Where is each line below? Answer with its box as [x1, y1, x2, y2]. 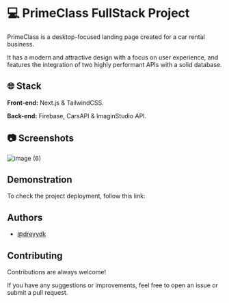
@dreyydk [16, 230, 46, 238]
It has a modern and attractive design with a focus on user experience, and [7, 53, 219, 62]
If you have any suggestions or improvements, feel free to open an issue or [7, 281, 219, 289]
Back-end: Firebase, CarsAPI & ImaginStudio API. [7, 111, 147, 120]
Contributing [7, 250, 63, 261]
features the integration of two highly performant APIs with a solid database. [7, 60, 222, 68]
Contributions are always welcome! [7, 268, 107, 276]
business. [7, 40, 34, 48]
